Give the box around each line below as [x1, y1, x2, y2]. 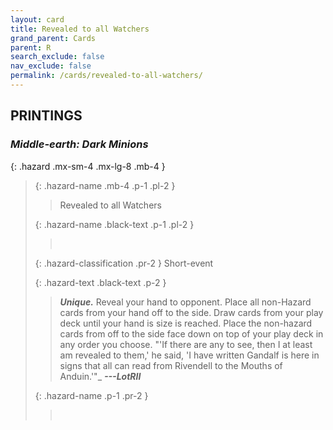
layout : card [10, 14, 65, 25]
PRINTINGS [10, 107, 83, 125]
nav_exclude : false [10, 61, 92, 71]
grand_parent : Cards [10, 33, 97, 43]
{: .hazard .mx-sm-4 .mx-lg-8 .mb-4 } [10, 160, 166, 172]
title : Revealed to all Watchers [10, 24, 150, 34]
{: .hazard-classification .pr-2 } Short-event [34, 257, 214, 269]
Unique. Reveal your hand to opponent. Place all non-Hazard [59, 296, 312, 308]
